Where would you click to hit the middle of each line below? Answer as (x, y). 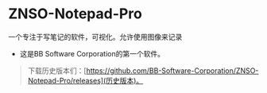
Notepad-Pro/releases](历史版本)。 (85, 80)
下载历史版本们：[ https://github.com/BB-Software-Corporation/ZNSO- (143, 70)
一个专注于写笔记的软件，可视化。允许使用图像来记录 (95, 37)
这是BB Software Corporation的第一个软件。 (92, 53)
